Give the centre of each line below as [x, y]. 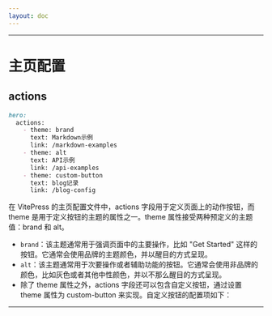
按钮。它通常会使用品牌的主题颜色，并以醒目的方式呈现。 [116, 254]
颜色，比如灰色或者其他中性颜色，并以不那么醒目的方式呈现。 [123, 275]
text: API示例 [52, 160]
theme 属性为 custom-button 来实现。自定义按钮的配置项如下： [126, 295]
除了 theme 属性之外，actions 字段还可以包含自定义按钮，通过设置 [131, 285]
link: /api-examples [64, 168]
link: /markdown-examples [73, 145]
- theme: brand [49, 130]
